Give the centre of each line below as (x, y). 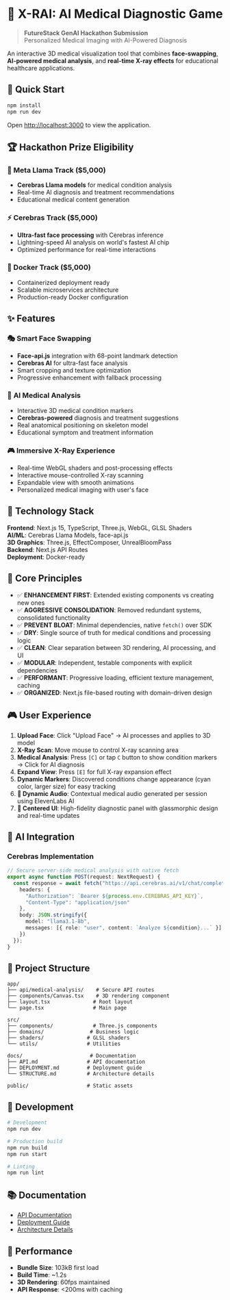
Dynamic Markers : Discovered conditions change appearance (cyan (114, 779)
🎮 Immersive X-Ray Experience (61, 450)
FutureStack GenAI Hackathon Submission (86, 33)
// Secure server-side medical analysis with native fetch (93, 871)
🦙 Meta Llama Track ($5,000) (56, 170)
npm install (24, 105)
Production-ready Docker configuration (73, 297)
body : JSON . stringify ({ (53, 915)
